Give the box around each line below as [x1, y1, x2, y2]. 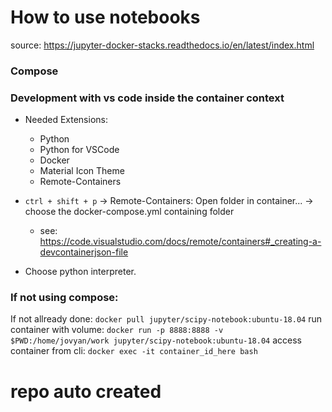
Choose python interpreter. [24, 266, 137, 278]
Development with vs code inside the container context [10, 91, 285, 105]
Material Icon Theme [39, 165, 125, 177]
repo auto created [10, 380, 162, 403]
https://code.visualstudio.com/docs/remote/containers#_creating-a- [39, 236, 322, 248]
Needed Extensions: [24, 114, 108, 126]
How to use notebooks [10, 6, 201, 29]
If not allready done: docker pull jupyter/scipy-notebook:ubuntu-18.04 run [10, 313, 322, 325]
